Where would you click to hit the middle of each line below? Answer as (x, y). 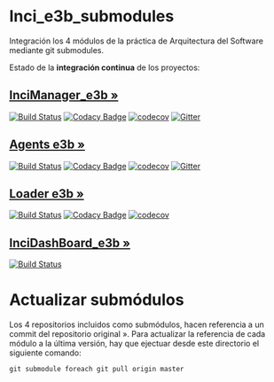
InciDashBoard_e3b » (70, 242)
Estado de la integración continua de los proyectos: (105, 67)
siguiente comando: (45, 353)
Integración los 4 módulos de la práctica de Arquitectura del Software (137, 41)
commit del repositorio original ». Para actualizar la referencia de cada (137, 334)
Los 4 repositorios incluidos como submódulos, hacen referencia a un (137, 324)
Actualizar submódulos (97, 300)
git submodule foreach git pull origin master (97, 370)
